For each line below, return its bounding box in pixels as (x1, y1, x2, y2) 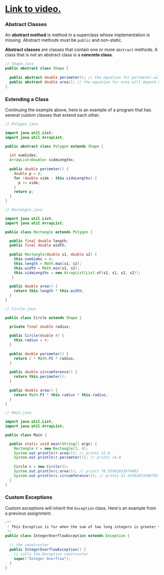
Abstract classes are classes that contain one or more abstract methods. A (5, 47, 158, 52)
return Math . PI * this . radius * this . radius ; (14, 392, 108, 397)
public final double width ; (9, 243, 67, 248)
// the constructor (9, 543, 49, 548)
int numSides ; (9, 153, 38, 158)
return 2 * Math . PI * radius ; (14, 356, 76, 361)
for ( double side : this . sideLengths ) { (14, 175, 97, 181)
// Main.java (5, 410, 32, 415)
